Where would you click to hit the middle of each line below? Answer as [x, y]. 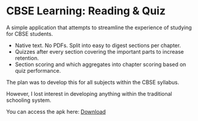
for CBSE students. [30, 33]
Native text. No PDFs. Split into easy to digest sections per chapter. [98, 45]
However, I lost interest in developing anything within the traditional [89, 94]
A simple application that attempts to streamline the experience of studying [99, 27]
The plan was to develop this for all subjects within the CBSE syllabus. [93, 82]
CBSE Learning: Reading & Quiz [86, 11]
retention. [27, 58]
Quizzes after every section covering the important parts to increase [99, 51]
